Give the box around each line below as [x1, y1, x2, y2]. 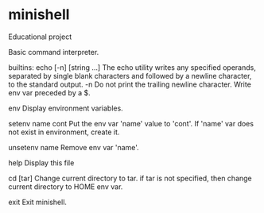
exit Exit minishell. [8, 197, 68, 207]
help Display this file [8, 157, 75, 168]
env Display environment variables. [8, 103, 123, 113]
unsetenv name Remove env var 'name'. [8, 142, 139, 152]
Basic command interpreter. [8, 47, 99, 56]
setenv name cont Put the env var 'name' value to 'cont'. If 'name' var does [8, 118, 254, 128]
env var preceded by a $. [8, 87, 91, 97]
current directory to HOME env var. [8, 181, 123, 192]
